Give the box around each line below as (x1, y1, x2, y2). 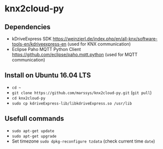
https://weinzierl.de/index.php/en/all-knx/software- (53, 36, 158, 42)
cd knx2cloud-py (11, 96, 46, 100)
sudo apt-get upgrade (11, 134, 56, 139)
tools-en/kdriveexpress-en (11, 41, 67, 47)
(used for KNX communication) (67, 41, 131, 47)
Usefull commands (4, 114, 64, 123)
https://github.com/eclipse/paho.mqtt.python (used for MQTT (11, 51, 138, 57)
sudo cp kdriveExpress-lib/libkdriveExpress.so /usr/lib (11, 101, 132, 106)
